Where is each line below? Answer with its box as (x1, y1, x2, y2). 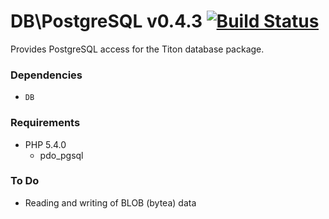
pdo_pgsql (39, 149, 84, 161)
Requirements (10, 116, 81, 130)
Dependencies (10, 68, 83, 82)
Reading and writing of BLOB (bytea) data (24, 196, 197, 209)
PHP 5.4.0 (24, 138, 67, 150)
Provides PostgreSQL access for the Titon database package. (10, 43, 265, 55)
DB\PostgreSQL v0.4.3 (10, 10, 203, 33)
